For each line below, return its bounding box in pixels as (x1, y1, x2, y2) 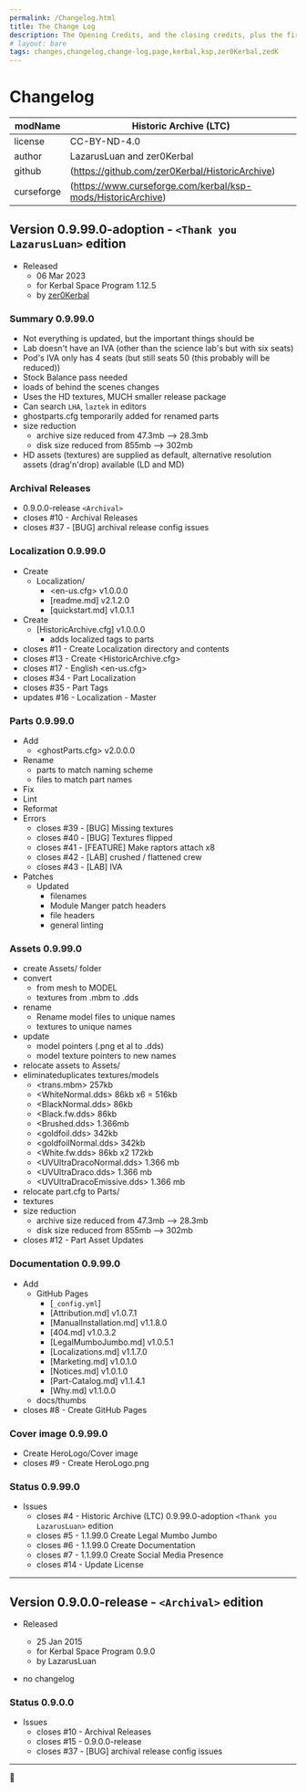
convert (22, 973, 53, 984)
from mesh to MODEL (36, 982, 118, 993)
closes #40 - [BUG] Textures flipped (36, 833, 173, 844)
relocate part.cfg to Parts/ (22, 1186, 120, 1197)
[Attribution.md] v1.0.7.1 (49, 1307, 138, 1318)
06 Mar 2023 (36, 270, 87, 281)
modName (15, 120, 61, 132)
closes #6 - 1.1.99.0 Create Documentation (36, 1540, 196, 1551)
